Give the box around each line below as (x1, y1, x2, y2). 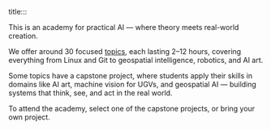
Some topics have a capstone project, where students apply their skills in (8, 71, 253, 80)
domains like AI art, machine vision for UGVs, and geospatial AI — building (8, 80, 257, 89)
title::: (8, 7, 28, 16)
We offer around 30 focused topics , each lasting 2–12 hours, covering (8, 47, 242, 56)
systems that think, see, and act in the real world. (8, 88, 173, 98)
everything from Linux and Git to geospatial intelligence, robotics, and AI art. (8, 56, 264, 65)
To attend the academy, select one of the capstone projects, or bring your (8, 104, 256, 113)
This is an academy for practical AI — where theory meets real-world (8, 23, 239, 31)
